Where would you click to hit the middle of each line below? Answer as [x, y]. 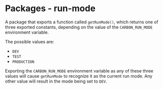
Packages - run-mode [50, 9]
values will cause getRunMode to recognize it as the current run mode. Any [79, 76]
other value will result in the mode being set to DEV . [56, 81]
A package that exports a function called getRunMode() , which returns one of [82, 22]
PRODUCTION [23, 62]
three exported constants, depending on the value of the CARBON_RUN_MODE [79, 27]
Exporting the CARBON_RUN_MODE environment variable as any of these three [79, 71]
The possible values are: [30, 41]
